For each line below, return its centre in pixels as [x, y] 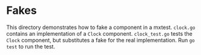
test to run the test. [31, 47]
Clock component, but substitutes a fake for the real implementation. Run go [100, 40]
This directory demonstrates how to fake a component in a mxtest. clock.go [101, 27]
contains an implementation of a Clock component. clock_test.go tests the [99, 33]
